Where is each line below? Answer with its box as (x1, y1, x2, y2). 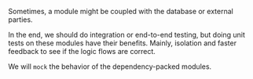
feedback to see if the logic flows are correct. (8, 47, 156, 56)
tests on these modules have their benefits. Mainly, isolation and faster (8, 38, 237, 48)
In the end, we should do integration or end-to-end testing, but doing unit (8, 31, 246, 39)
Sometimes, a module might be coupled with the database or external (8, 7, 233, 16)
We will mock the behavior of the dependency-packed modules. (8, 62, 212, 71)
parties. (8, 15, 33, 24)
